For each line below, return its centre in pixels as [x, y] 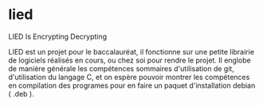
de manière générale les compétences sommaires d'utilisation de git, [122, 68]
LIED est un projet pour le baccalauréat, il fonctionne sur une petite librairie [131, 51]
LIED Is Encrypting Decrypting [58, 36]
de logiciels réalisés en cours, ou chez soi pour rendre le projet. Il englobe [130, 60]
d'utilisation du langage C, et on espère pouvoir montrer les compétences [129, 77]
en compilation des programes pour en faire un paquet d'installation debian [132, 85]
